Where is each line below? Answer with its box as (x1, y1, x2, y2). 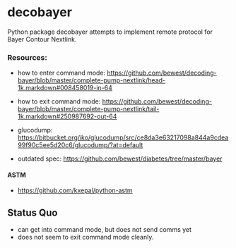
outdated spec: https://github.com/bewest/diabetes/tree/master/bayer (17, 154, 223, 163)
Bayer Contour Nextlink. (7, 35, 77, 43)
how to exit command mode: (17, 97, 101, 106)
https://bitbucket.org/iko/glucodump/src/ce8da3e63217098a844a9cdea (17, 133, 229, 142)
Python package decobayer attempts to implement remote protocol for (7, 27, 213, 36)
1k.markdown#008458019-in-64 (17, 84, 113, 92)
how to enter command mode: (17, 68, 106, 77)
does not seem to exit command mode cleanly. (17, 233, 154, 242)
